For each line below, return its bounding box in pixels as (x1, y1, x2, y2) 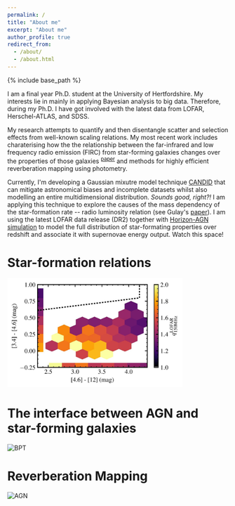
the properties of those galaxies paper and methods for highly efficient (7, 155, 209, 165)
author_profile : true (7, 34, 71, 41)
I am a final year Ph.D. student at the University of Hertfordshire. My (7, 89, 203, 98)
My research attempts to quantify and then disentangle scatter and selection (7, 125, 229, 134)
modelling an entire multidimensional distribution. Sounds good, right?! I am (7, 193, 226, 201)
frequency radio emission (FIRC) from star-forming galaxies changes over (7, 148, 221, 156)
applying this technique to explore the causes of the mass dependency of (7, 200, 220, 209)
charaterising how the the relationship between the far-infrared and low (7, 141, 214, 149)
